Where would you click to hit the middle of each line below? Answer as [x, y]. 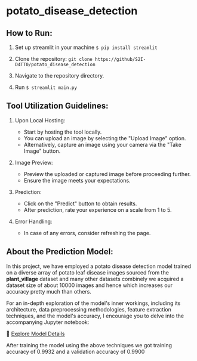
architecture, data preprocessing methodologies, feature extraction [89, 309]
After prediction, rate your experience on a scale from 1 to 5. [98, 209]
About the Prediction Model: [60, 252]
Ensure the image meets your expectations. [77, 180]
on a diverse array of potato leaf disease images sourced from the [87, 272]
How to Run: [29, 33]
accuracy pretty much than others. [49, 291]
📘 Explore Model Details [36, 334]
